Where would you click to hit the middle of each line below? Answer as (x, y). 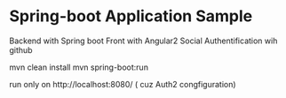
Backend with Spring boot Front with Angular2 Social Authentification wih (143, 41)
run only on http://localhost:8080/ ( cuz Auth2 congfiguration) (123, 84)
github (21, 49)
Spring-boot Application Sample (131, 16)
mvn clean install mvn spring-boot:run (79, 67)
